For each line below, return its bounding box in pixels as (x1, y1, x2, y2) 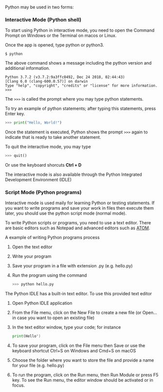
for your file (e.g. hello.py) (12, 363, 65, 369)
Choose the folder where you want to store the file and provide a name (12, 357, 154, 363)
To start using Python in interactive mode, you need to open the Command (5, 27, 155, 33)
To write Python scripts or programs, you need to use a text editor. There (5, 220, 151, 226)
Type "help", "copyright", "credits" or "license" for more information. (5, 83, 158, 88)
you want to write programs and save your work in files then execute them (5, 205, 154, 211)
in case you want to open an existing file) (12, 315, 95, 321)
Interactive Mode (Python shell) (5, 16, 82, 23)
